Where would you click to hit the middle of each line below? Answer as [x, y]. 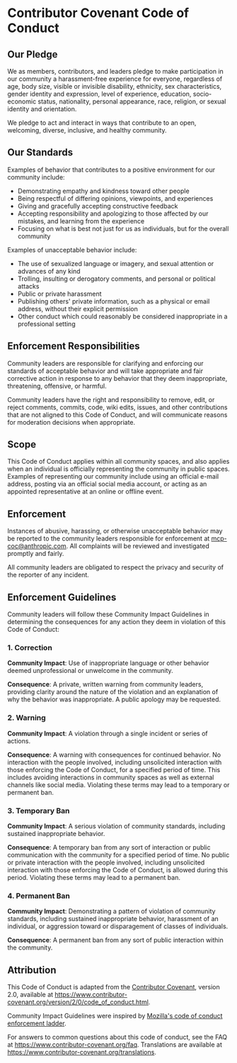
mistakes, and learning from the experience [81, 221]
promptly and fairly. [36, 554]
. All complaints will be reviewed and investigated [138, 546]
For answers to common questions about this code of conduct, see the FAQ [117, 1037]
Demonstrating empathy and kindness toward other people [103, 191]
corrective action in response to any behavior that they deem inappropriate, [117, 378]
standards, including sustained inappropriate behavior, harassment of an [113, 919]
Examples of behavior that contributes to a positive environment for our [111, 169]
